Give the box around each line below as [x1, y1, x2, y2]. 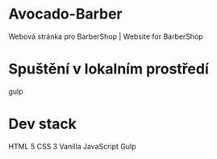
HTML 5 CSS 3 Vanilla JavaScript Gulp [8, 141, 136, 151]
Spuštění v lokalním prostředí [8, 60, 209, 78]
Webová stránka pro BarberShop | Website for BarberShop [8, 31, 203, 41]
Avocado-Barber [8, 5, 123, 23]
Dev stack [8, 115, 77, 133]
